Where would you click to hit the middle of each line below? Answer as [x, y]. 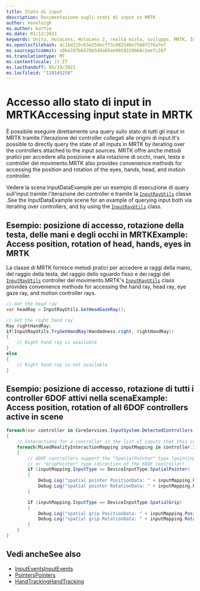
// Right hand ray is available [57, 343]
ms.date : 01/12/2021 [32, 34]
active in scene [35, 416]
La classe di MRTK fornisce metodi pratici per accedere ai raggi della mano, [99, 267]
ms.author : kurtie [29, 28]
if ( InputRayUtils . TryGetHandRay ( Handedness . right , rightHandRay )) [90, 331]
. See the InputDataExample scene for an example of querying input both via [99, 200]
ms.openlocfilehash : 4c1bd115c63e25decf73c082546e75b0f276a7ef [86, 45]
